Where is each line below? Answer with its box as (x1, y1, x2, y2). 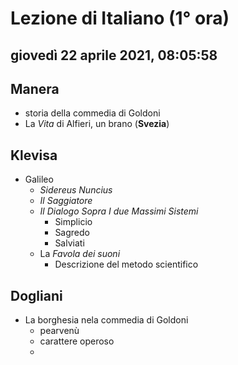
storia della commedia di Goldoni (24, 107, 161, 119)
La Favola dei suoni (39, 248, 121, 260)
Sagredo (54, 227, 90, 239)
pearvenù (39, 325, 80, 337)
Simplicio (54, 216, 93, 228)
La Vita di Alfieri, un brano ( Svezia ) (24, 118, 170, 130)
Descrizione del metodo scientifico (54, 258, 199, 271)
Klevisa (10, 147, 58, 164)
